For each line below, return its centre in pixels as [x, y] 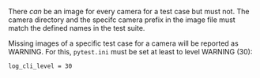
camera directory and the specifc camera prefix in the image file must [122, 20]
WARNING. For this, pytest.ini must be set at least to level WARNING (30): [130, 52]
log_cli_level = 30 [40, 66]
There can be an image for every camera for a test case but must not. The [129, 11]
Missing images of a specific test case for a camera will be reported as [123, 43]
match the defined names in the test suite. [77, 28]
